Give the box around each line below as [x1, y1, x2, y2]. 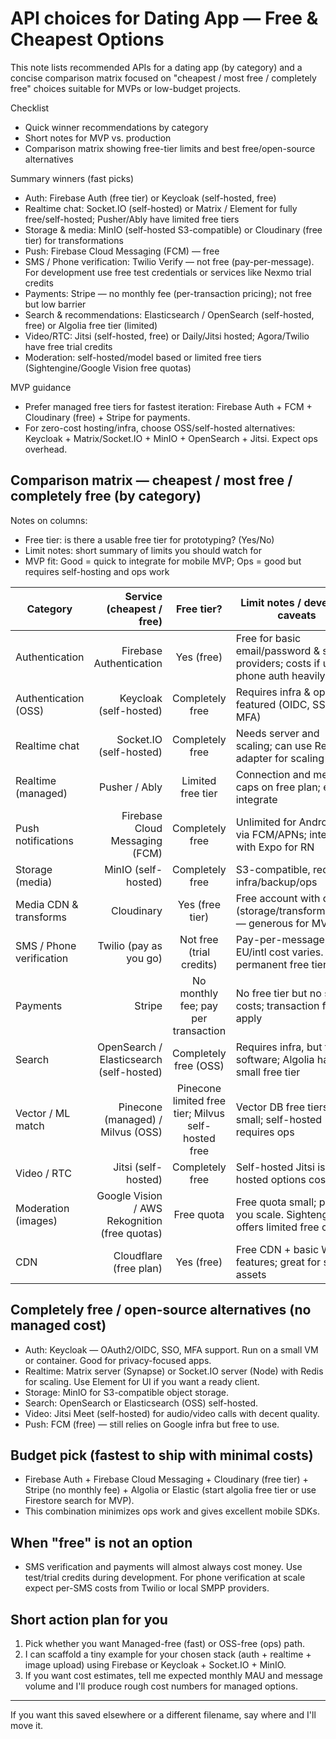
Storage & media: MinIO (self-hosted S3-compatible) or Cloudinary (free [24, 223, 323, 236]
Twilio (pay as [97, 938, 163, 952]
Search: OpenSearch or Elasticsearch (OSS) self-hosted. [24, 1397, 259, 1409]
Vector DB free [235, 1100, 306, 1114]
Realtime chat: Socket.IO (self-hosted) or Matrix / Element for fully [24, 202, 298, 214]
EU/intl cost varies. [235, 945, 324, 959]
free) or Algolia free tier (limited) [24, 319, 158, 331]
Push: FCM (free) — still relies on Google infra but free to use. [24, 1418, 280, 1430]
